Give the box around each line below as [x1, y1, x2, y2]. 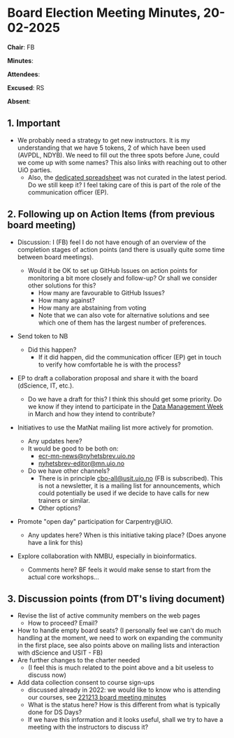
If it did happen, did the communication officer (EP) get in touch [38, 353, 221, 361]
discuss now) [27, 671, 66, 679]
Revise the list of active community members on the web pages [17, 611, 200, 620]
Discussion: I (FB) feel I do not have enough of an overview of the [17, 238, 206, 246]
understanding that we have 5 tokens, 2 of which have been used [17, 143, 206, 152]
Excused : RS [7, 83, 45, 92]
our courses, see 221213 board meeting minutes [27, 693, 166, 702]
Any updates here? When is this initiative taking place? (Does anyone [27, 530, 227, 539]
